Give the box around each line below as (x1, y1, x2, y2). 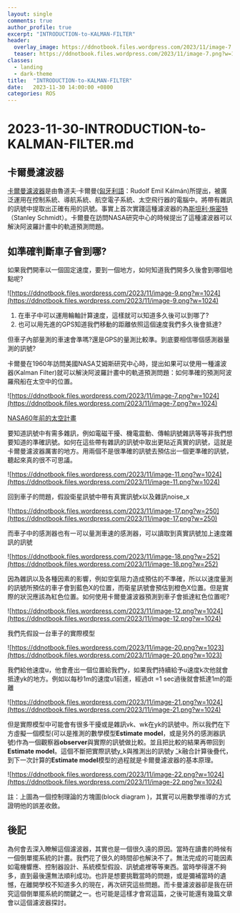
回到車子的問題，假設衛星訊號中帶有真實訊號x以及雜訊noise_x (7, 492, 190, 501)
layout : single (7, 10, 53, 18)
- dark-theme (14, 70, 53, 77)
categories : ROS (7, 90, 56, 97)
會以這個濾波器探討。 (7, 898, 70, 907)
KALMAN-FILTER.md (7, 136, 134, 152)
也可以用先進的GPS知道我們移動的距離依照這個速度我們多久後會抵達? (17, 319, 222, 329)
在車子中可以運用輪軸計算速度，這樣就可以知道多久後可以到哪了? (17, 311, 209, 319)
